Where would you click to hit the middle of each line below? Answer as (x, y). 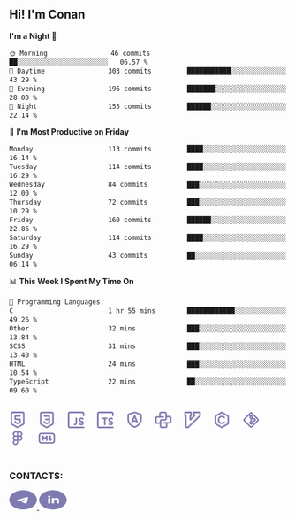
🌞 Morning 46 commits (80, 53)
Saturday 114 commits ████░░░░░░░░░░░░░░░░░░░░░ (148, 237)
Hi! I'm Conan (47, 15)
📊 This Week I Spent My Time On (72, 281)
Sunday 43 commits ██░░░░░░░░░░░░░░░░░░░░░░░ (148, 255)
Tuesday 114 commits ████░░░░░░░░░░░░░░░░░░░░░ (148, 167)
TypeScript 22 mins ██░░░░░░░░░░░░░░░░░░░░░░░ (148, 381)
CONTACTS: (36, 476)
